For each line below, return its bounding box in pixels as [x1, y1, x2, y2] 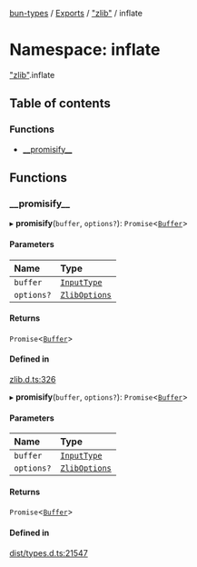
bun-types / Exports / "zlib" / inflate [9, 8, 143, 18]
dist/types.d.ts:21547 [9, 547, 88, 558]
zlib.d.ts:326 [9, 373, 56, 384]
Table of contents [9, 95, 111, 112]
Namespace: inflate [9, 40, 161, 60]
